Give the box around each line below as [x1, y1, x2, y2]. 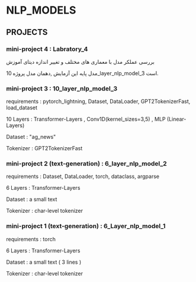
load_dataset [6, 104, 37, 111]
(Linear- [166, 116, 187, 123]
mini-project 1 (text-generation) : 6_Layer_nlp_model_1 [6, 222, 166, 231]
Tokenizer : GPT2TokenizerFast [6, 145, 83, 152]
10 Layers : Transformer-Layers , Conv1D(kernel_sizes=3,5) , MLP [6, 116, 166, 123]
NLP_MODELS [6, 4, 76, 17]
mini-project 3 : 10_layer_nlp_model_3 [6, 84, 117, 92]
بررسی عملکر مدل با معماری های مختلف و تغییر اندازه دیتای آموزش [6, 58, 155, 65]
